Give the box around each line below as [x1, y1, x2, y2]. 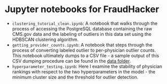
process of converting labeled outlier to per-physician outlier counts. [12, 47, 156, 53]
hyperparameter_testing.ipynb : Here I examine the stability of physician [12, 63, 162, 69]
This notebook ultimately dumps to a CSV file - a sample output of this [12, 52, 159, 59]
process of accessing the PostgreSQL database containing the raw [12, 25, 153, 31]
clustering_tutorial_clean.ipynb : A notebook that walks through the [12, 20, 158, 26]
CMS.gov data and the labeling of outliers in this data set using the [12, 31, 152, 37]
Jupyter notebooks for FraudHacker [5, 4, 159, 15]
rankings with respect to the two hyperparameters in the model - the [12, 68, 156, 74]
